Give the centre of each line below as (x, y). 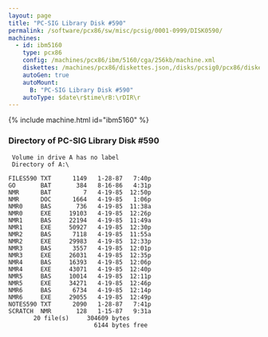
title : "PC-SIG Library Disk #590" (67, 23)
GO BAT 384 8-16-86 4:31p (80, 185)
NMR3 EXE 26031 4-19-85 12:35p (80, 255)
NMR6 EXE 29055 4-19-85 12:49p (80, 297)
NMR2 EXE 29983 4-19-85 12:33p (80, 241)
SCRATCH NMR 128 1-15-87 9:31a (80, 311)
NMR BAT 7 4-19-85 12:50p (80, 192)
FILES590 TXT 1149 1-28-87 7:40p (80, 178)
